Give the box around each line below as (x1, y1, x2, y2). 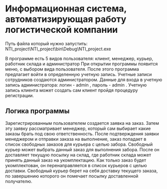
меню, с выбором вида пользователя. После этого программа (5, 66, 140, 72)
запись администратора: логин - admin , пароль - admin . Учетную (5, 82, 147, 88)
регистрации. (5, 93, 34, 98)
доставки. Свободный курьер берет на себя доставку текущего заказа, (5, 168, 158, 174)
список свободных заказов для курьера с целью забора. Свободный (5, 141, 153, 147)
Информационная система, (5, 3, 127, 14)
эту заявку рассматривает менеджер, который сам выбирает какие (5, 125, 151, 131)
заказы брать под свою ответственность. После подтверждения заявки (5, 130, 159, 137)
